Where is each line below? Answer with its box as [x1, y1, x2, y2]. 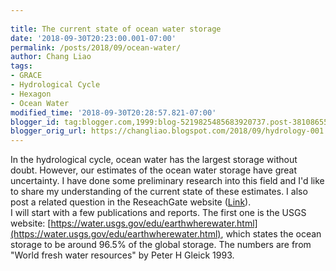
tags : [10, 61, 33, 71]
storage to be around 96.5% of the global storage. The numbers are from [10, 239, 312, 251]
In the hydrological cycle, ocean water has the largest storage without [10, 154, 298, 166]
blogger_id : [10, 117, 60, 127]
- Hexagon [10, 89, 52, 99]
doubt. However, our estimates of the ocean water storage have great [10, 164, 297, 176]
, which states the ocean [220, 228, 322, 240]
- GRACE [10, 71, 43, 81]
